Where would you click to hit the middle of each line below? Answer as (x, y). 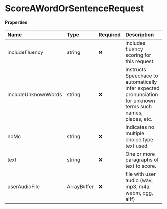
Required (110, 34)
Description (140, 34)
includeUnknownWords (35, 94)
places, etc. (139, 119)
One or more (140, 154)
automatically (141, 82)
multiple (135, 133)
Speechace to (142, 76)
